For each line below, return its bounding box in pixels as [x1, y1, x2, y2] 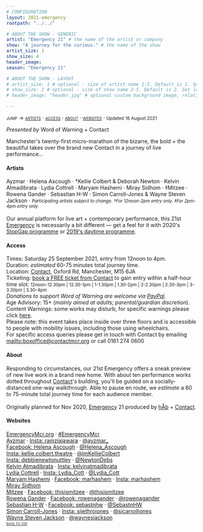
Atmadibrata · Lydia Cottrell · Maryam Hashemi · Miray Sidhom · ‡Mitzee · [6, 184, 188, 191]
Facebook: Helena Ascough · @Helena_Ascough [6, 443, 127, 450]
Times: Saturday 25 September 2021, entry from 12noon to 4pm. [6, 255, 167, 263]
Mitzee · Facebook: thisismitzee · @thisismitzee [6, 488, 124, 495]
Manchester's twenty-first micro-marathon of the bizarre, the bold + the [6, 138, 185, 145]
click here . [6, 312, 33, 319]
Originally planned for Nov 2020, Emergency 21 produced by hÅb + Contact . [6, 403, 196, 411]
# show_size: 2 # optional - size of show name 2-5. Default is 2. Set [6, 87, 190, 93]
